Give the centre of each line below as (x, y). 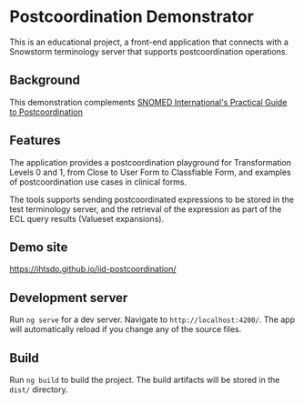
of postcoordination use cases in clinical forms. (98, 182)
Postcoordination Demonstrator (132, 17)
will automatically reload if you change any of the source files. (126, 329)
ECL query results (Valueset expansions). (87, 218)
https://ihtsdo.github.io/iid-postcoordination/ (93, 269)
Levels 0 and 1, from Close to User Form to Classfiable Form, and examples (150, 172)
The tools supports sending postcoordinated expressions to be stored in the (152, 199)
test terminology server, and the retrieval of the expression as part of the (146, 209)
